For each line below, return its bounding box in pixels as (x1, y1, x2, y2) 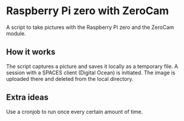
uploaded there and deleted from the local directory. (6, 75, 134, 82)
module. (6, 30, 27, 37)
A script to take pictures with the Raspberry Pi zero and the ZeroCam (6, 24, 175, 31)
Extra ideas (6, 93, 49, 103)
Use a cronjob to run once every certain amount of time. (6, 108, 143, 115)
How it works (6, 47, 56, 57)
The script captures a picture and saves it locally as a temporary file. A (6, 63, 179, 70)
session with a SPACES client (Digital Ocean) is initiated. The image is (6, 69, 176, 76)
